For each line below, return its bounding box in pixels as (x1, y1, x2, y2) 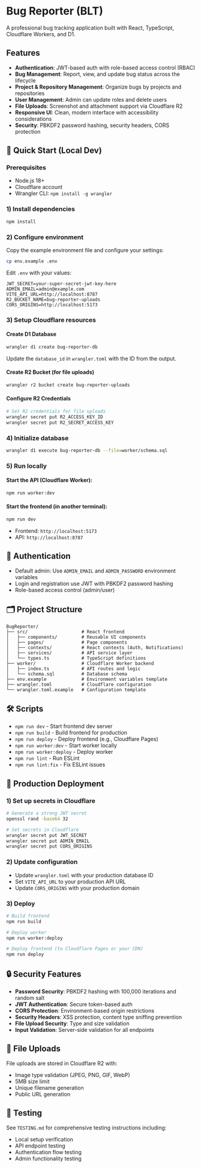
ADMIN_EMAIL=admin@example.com (6, 286, 85, 292)
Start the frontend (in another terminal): (6, 503, 108, 510)
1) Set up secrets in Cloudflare (6, 797, 96, 805)
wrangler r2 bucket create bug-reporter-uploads (6, 382, 130, 388)
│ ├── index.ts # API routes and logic (6, 665, 141, 672)
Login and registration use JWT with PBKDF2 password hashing (14, 580, 173, 587)
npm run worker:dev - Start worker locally (14, 742, 117, 749)
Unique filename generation (14, 1084, 84, 1091)
